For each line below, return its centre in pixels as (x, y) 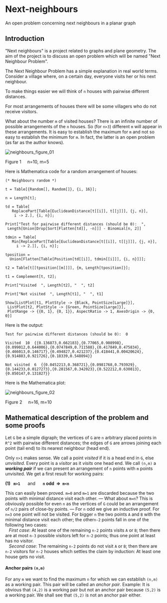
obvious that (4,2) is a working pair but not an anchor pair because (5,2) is (83, 590)
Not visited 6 (21, 365)
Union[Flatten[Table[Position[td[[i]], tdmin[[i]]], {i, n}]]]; (78, 259)
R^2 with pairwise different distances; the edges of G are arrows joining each (83, 443)
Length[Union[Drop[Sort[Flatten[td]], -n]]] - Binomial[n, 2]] (74, 228)
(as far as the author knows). (35, 142)
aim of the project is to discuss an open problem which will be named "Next (83, 56)
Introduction (25, 39)
